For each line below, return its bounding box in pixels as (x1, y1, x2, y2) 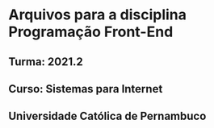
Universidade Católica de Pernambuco (8, 109, 207, 123)
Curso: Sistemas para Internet (8, 82, 163, 96)
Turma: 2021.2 (8, 55, 83, 68)
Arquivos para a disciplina (8, 6, 187, 24)
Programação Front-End (8, 23, 174, 41)
